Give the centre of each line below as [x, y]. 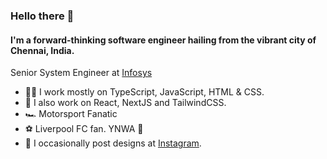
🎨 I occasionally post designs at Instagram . [113, 143]
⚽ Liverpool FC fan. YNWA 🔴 [84, 129]
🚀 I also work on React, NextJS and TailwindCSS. [125, 103]
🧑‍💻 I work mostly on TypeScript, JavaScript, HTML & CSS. [144, 92]
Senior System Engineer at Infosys [81, 73]
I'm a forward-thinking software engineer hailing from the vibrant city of [163, 40]
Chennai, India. [42, 50]
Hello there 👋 [42, 16]
